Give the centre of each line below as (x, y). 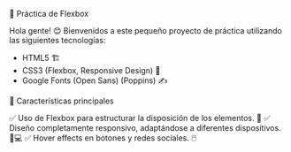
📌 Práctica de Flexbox (49, 14)
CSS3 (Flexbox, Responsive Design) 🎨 (91, 70)
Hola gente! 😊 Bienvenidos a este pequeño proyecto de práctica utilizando (146, 30)
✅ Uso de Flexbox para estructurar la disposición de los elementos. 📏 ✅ (140, 118)
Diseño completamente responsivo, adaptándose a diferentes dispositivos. (145, 128)
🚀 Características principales (61, 101)
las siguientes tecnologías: (57, 40)
